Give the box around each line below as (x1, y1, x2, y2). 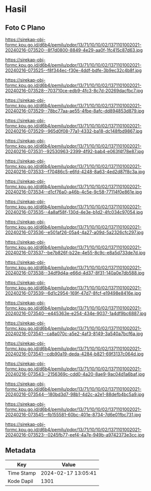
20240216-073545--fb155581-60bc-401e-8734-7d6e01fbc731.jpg (5, 412, 141, 417)
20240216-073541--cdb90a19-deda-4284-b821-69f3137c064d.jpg (5, 351, 144, 357)
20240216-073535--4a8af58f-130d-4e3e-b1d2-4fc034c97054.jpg (5, 209, 143, 215)
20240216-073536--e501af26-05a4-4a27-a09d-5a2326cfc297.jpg (5, 229, 144, 235)
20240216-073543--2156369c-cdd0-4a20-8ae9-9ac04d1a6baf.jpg (5, 371, 145, 377)
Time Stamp (7, 470, 36, 477)
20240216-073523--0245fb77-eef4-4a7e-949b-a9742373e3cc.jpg (5, 432, 145, 438)
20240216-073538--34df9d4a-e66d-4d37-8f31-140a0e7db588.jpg (5, 270, 145, 276)
